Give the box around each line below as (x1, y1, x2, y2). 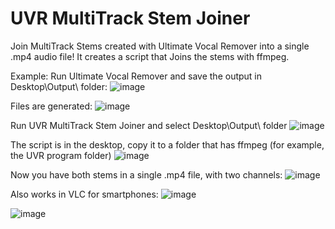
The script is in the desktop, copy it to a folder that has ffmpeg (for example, (10, 138, 325, 151)
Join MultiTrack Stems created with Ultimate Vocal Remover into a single (10, 40, 310, 52)
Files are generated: (10, 100, 93, 112)
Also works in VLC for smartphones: (10, 188, 159, 200)
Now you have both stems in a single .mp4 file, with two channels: (10, 168, 283, 181)
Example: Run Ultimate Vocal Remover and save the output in (10, 70, 263, 82)
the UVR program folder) (10, 149, 112, 161)
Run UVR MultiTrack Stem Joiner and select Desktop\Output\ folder (10, 119, 288, 131)
